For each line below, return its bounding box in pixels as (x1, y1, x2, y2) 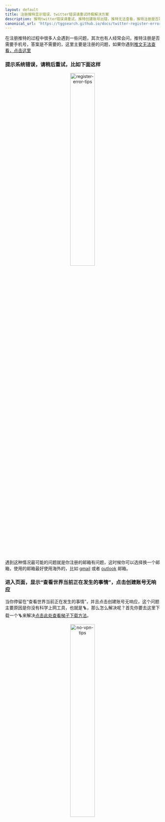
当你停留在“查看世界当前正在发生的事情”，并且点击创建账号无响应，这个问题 (5, 598, 160, 604)
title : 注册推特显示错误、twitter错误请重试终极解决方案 (5, 12, 110, 17)
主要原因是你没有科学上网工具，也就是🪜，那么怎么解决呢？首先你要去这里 (5, 605, 156, 611)
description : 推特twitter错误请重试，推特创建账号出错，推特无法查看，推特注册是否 (5, 16, 159, 21)
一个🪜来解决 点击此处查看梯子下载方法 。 (9, 612, 91, 618)
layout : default (5, 7, 38, 12)
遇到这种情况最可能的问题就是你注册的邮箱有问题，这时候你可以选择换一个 (5, 559, 156, 565)
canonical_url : (5, 21, 36, 26)
